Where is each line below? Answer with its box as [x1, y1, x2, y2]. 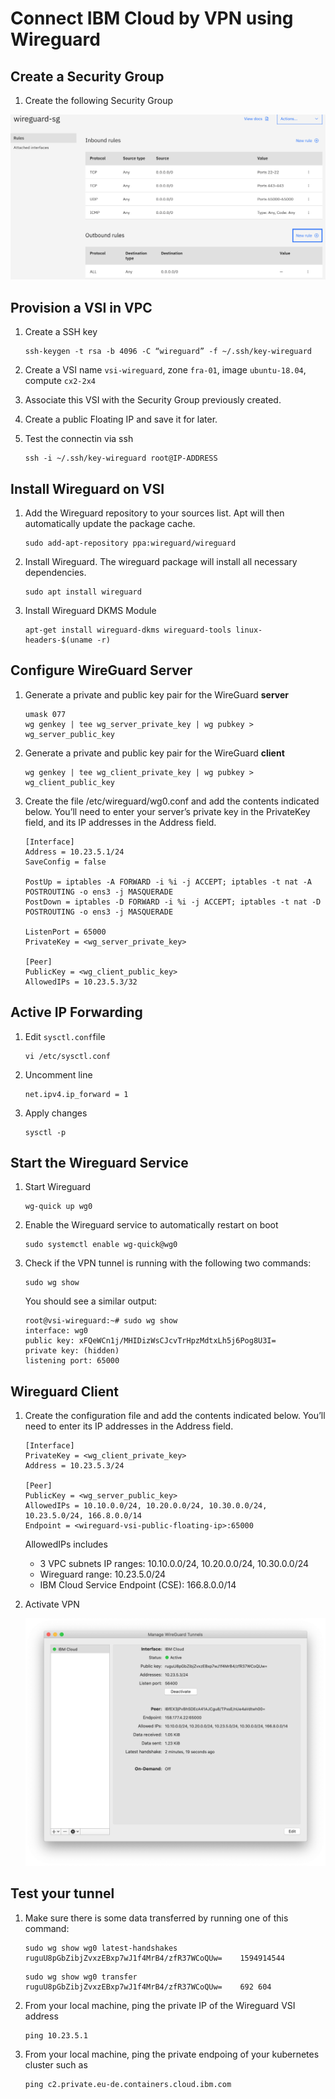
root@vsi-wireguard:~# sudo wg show [24, 1316, 178, 1326]
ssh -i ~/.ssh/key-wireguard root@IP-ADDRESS [24, 453, 218, 464]
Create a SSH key [24, 326, 98, 338]
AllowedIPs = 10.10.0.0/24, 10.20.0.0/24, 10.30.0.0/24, [24, 1501, 268, 1511]
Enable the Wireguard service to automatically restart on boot [24, 1219, 279, 1231]
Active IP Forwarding [10, 1004, 143, 1021]
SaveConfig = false [24, 857, 107, 867]
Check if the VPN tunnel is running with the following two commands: [24, 1257, 312, 1269]
